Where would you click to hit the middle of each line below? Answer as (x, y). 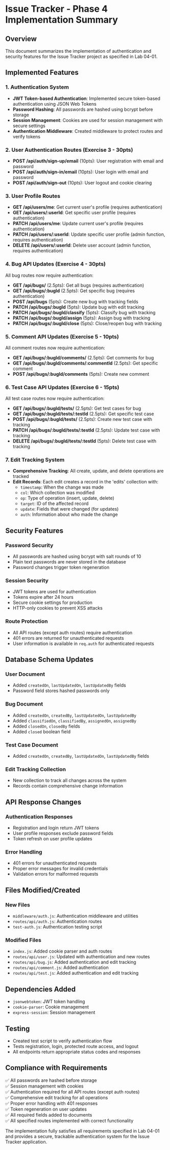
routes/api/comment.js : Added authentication (60, 967)
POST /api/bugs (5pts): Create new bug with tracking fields (76, 301)
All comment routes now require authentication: (55, 348)
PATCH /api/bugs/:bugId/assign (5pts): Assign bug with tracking (81, 318)
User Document (25, 674)
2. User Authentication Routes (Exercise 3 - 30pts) (69, 150)
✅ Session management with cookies (44, 1086)
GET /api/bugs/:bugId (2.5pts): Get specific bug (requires (74, 291)
